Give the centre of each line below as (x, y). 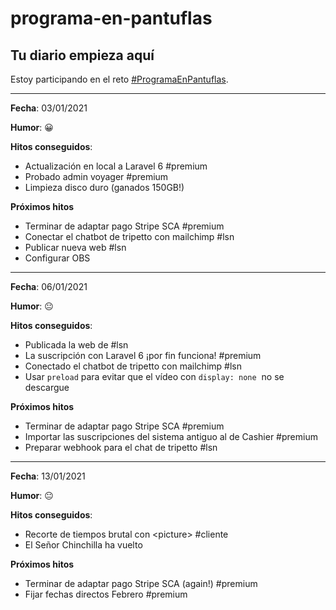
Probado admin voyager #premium (96, 176)
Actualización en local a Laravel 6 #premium (116, 166)
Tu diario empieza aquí (82, 55)
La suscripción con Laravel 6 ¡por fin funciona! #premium (143, 355)
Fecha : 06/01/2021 (49, 286)
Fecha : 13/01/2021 (48, 476)
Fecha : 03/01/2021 (49, 108)
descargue (47, 387)
